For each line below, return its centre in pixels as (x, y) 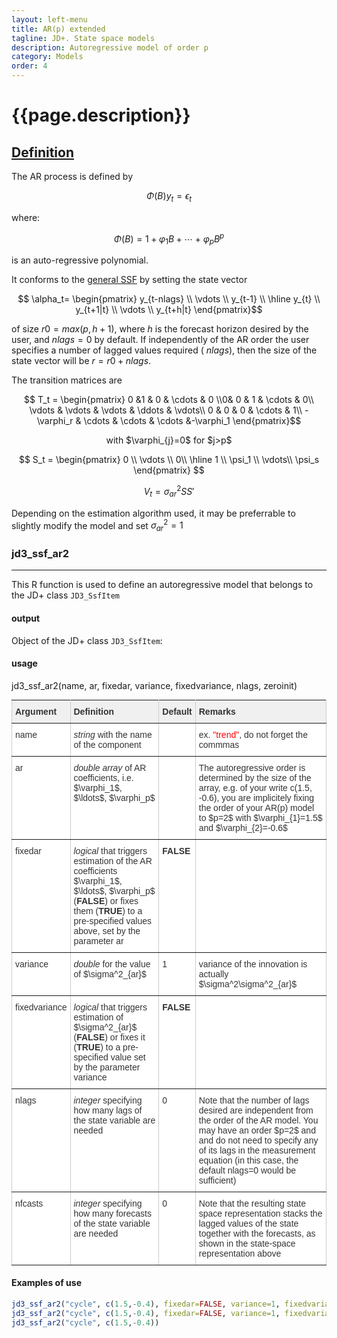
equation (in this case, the (248, 1160)
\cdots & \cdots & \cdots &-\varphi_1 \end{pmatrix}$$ (192, 421)
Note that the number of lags (254, 1100)
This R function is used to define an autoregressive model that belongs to (162, 585)
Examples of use (46, 1283)
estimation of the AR (113, 860)
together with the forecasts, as (257, 1233)
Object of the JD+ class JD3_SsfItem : (87, 640)
